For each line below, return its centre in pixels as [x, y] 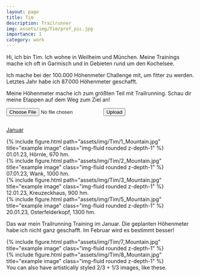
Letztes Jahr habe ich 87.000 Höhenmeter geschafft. [72, 81]
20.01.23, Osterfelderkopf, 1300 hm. [51, 212]
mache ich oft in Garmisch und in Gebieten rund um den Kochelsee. [91, 63]
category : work [25, 40]
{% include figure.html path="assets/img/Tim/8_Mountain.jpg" [84, 255]
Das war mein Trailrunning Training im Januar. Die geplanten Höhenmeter [98, 224]
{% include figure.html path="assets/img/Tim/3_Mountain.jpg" [84, 180]
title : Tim [20, 18]
